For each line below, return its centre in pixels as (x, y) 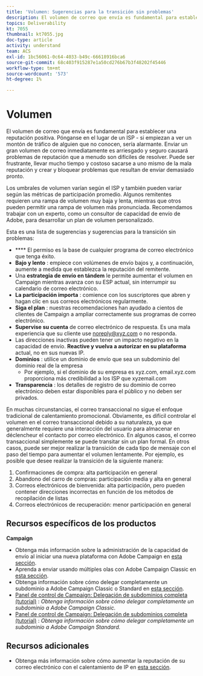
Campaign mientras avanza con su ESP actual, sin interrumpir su (95, 282)
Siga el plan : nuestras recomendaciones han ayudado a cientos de (99, 308)
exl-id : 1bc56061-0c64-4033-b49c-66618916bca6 (66, 57)
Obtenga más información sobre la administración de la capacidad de (101, 550)
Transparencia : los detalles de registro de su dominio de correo (95, 385)
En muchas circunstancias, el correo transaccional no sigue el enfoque (95, 409)
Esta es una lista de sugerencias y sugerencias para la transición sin (91, 232)
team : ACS (19, 51)
